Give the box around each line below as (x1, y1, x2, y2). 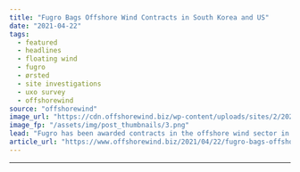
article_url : (9, 137, 58, 146)
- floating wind (17, 54, 78, 63)
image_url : (9, 112, 50, 121)
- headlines (17, 46, 62, 55)
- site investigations (17, 79, 102, 88)
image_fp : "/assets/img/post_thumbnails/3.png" (9, 121, 190, 130)
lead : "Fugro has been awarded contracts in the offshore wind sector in (9, 129, 290, 138)
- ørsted (17, 71, 50, 80)
